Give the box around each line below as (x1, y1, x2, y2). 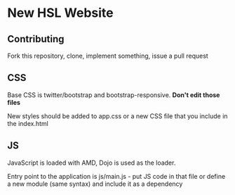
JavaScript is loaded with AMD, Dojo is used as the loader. (7, 158, 176, 167)
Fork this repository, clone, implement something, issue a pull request (7, 51, 208, 60)
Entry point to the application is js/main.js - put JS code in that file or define (7, 172, 226, 180)
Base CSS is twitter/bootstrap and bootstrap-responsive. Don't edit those (7, 90, 220, 99)
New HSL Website (7, 5, 114, 21)
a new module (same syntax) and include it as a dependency (7, 180, 183, 188)
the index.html (7, 119, 49, 127)
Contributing (7, 33, 65, 45)
